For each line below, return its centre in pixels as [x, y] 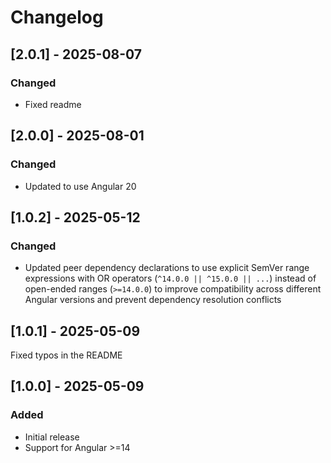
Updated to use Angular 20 [80, 186]
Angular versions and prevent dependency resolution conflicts [153, 300]
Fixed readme [53, 104]
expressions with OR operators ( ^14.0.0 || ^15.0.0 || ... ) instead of [170, 278]
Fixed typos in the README [66, 355]
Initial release [52, 437]
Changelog [57, 17]
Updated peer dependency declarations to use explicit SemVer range [167, 268]
